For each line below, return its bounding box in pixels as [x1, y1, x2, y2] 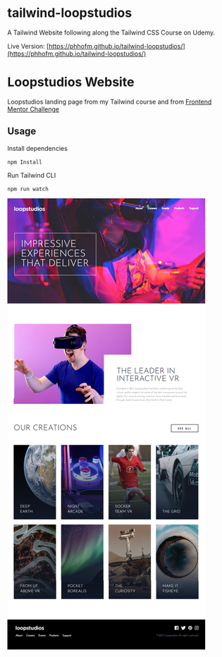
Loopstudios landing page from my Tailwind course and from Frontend [7, 97, 212, 106]
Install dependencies [7, 144, 68, 152]
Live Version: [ [7, 42, 49, 50]
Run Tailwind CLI [7, 171, 56, 179]
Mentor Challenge [7, 104, 60, 113]
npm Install [7, 159, 42, 166]
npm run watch [7, 185, 49, 192]
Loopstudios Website [7, 74, 135, 90]
